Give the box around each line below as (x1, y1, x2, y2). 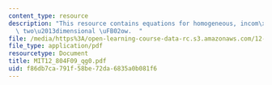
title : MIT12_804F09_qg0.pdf (8, 57, 107, 66)
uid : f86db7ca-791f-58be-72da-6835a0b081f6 (8, 65, 158, 73)
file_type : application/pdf (8, 42, 104, 50)
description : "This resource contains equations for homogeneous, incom (8, 19, 259, 28)
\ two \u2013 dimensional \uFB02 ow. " (15, 27, 143, 35)
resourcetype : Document (8, 49, 89, 57)
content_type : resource (8, 11, 89, 20)
